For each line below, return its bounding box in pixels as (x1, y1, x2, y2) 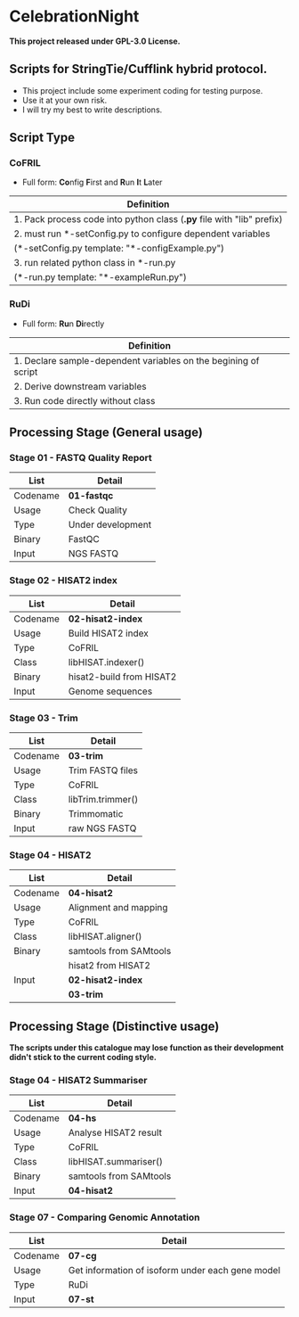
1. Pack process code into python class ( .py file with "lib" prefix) (13, 213, 283, 226)
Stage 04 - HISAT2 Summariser (9, 1074, 148, 1087)
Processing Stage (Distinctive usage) (9, 1018, 220, 1033)
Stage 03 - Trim (9, 712, 78, 724)
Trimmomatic (68, 808, 124, 820)
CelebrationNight (9, 6, 140, 27)
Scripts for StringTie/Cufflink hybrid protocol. (9, 62, 268, 77)
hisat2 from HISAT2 (68, 959, 151, 972)
